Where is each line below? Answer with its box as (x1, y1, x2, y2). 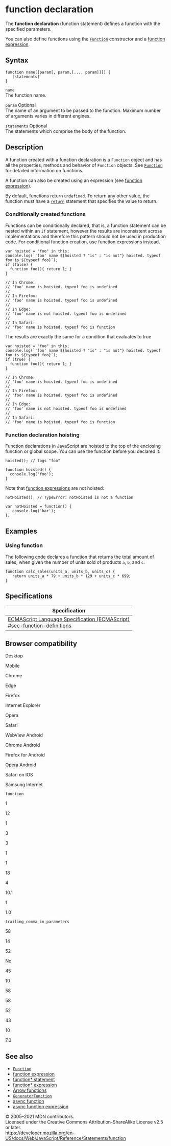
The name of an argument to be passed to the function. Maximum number (5, 107, 161, 113)
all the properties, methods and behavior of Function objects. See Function (5, 162, 163, 168)
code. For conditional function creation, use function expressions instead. (5, 239, 160, 245)
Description (5, 143, 43, 152)
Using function (5, 542, 43, 549)
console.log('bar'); (12, 509, 56, 514)
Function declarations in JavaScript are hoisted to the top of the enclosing (5, 443, 161, 449)
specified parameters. (5, 26, 52, 32)
